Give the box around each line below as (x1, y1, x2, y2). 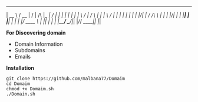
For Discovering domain (6, 29, 66, 36)
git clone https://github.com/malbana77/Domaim (6, 76, 126, 81)
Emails (14, 53, 31, 60)
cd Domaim (6, 81, 31, 87)
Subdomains (14, 47, 45, 53)
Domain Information (14, 40, 63, 47)
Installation (6, 64, 34, 71)
